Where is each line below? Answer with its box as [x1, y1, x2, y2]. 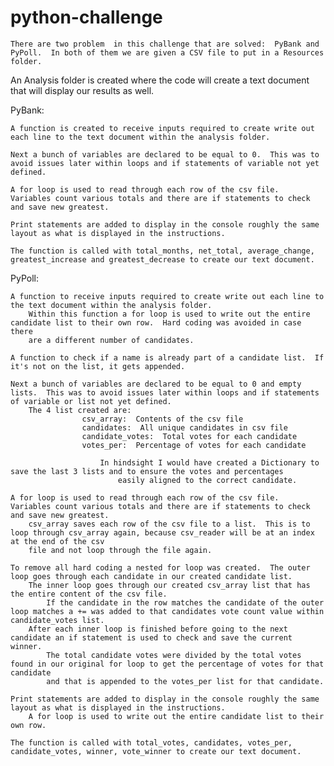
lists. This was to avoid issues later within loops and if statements [10, 387, 320, 398]
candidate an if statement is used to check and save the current [10, 632, 293, 643]
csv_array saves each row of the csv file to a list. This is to [28, 519, 311, 529]
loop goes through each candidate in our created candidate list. [10, 571, 293, 581]
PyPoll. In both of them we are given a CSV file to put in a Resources [10, 47, 325, 58]
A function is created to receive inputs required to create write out [10, 123, 315, 133]
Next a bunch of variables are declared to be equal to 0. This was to [10, 149, 320, 160]
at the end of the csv [10, 536, 105, 546]
